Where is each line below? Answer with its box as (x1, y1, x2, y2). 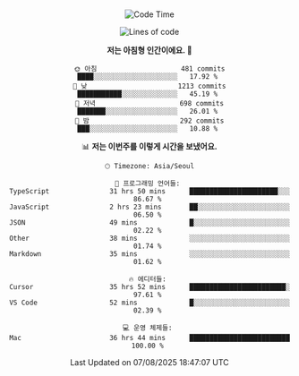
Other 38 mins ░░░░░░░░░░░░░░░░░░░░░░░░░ (9, 234, 290, 243)
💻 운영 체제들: (123, 323, 173, 332)
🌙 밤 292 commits (74, 116, 225, 125)
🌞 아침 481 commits (73, 64, 226, 73)
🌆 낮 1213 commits (73, 81, 226, 90)
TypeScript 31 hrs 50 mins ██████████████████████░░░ (9, 187, 290, 196)
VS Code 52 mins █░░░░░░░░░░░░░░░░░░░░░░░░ (9, 298, 290, 307)
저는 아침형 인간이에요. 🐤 (106, 45, 193, 56)
